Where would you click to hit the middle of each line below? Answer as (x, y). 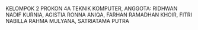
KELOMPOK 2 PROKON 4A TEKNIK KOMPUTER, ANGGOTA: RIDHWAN (92, 9)
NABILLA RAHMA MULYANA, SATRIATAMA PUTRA (68, 21)
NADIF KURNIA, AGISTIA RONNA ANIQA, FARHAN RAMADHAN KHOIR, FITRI (99, 15)
